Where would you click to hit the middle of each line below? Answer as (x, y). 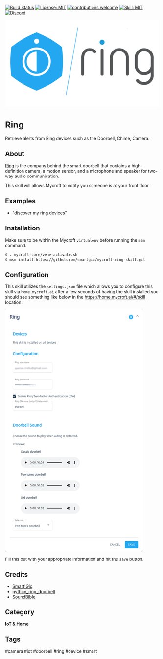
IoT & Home (17, 624)
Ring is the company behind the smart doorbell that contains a (68, 165)
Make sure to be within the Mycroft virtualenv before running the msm (75, 240)
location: (14, 302)
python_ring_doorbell (34, 591)
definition (15, 171)
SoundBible (24, 597)
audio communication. (37, 176)
